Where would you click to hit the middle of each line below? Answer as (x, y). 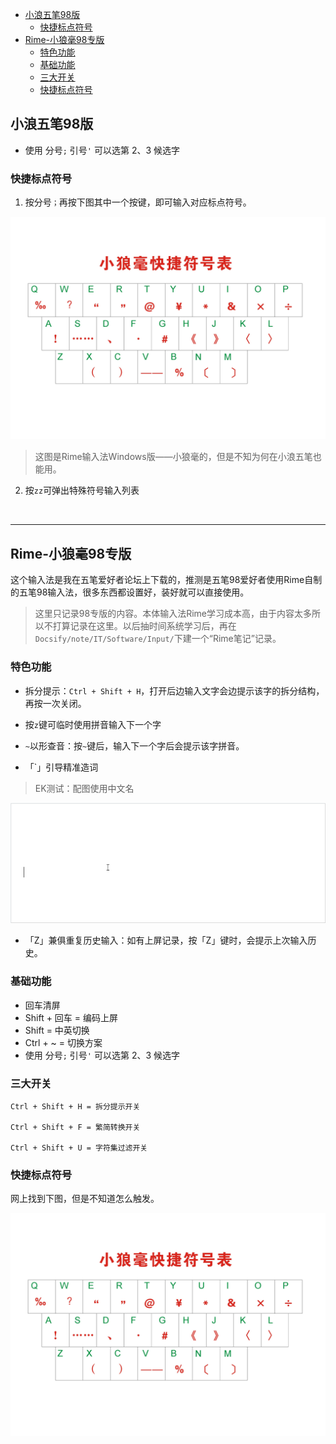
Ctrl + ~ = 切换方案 (63, 1042)
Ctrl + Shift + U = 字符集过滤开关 (79, 1148)
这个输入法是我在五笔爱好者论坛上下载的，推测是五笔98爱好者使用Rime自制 (166, 580)
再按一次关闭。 (55, 703)
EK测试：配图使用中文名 (84, 788)
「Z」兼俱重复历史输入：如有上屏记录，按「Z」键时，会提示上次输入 (166, 940)
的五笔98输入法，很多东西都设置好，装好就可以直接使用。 (130, 592)
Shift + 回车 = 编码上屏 (71, 1017)
